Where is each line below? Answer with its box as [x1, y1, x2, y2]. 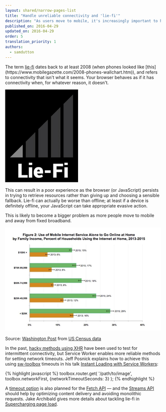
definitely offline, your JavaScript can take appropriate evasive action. [5, 203, 148, 208]
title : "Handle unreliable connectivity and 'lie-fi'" [5, 13, 121, 18]
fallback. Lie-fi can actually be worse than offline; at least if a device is [5, 198, 149, 204]
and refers [136, 69, 158, 75]
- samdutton [9, 49, 35, 54]
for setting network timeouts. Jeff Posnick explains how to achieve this [5, 356, 149, 362]
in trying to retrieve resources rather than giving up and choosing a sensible [5, 192, 160, 198]
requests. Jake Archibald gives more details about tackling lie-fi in [5, 396, 140, 402]
